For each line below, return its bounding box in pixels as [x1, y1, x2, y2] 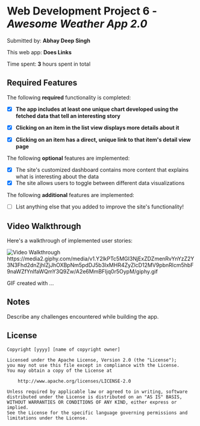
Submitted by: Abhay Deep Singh [7, 37, 91, 44]
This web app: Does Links [7, 48, 72, 55]
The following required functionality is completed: [7, 93, 131, 101]
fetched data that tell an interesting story [15, 112, 121, 119]
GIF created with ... [7, 279, 54, 287]
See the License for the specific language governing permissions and [7, 410, 188, 416]
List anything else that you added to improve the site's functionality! [15, 203, 184, 210]
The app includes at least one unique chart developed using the [15, 105, 178, 113]
